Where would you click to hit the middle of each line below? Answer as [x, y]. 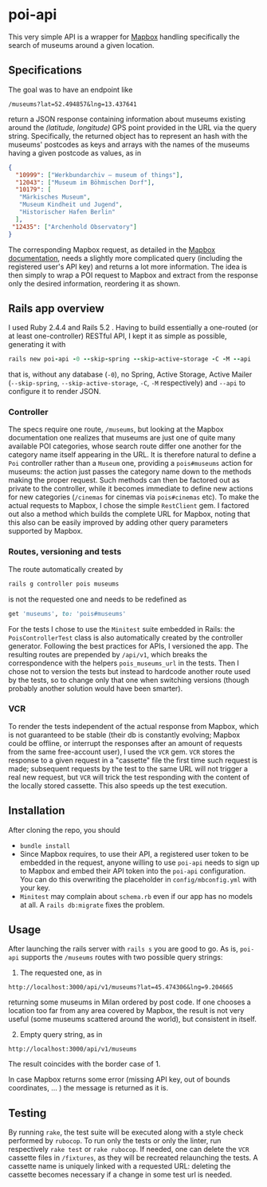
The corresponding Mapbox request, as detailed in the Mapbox [112, 250]
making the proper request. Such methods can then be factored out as [124, 480]
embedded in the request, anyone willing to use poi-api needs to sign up [139, 862]
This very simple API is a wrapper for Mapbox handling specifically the [124, 37]
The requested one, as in [61, 973]
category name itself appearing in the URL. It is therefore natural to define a [132, 455]
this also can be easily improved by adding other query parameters [118, 523]
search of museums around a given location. [81, 45]
